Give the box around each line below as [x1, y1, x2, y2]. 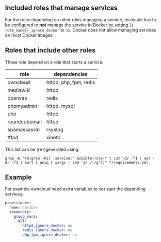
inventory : [9, 210, 32, 215]
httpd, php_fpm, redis [46, 79, 96, 85]
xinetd [46, 134, 61, 141]
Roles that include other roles [5, 46, 96, 55]
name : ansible [9, 205, 38, 210]
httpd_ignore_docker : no [22, 223, 73, 228]
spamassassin [7, 126, 40, 133]
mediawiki [7, 87, 31, 94]
